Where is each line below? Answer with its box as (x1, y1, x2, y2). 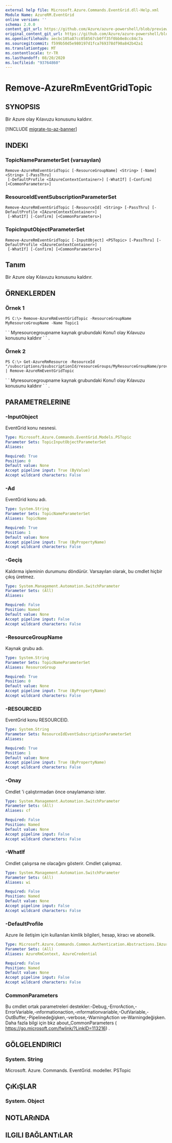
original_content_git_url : (5, 31, 63, 36)
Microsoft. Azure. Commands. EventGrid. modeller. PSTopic (5, 1068, 132, 1074)
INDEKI (5, 141, 28, 149)
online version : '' (5, 17, 47, 22)
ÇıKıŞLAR (5, 1082, 37, 1091)
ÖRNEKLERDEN (5, 289, 56, 298)
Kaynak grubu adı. (5, 645, 44, 651)
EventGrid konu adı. (5, 497, 47, 503)
